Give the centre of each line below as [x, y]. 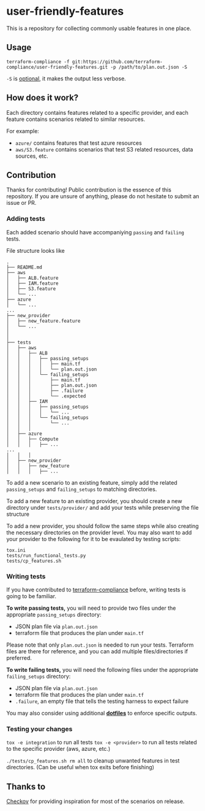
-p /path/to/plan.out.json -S [149, 67]
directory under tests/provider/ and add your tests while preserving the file [102, 507]
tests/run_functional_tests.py [46, 555]
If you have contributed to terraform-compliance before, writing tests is [96, 590]
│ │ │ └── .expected [46, 396]
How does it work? [43, 98]
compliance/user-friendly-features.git [57, 67]
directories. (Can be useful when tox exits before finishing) [80, 767]
